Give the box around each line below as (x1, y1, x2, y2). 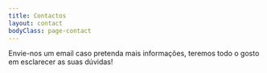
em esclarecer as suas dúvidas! (8, 57, 113, 67)
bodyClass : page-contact (8, 26, 92, 34)
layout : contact (8, 19, 63, 27)
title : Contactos (8, 11, 67, 20)
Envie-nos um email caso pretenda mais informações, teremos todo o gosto (8, 49, 260, 59)
